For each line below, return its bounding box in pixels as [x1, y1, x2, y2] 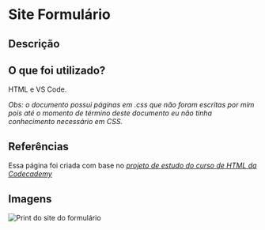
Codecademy [8, 169, 53, 179]
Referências [8, 140, 70, 153]
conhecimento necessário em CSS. [8, 117, 123, 126]
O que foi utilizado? [8, 63, 106, 77]
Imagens [8, 192, 52, 205]
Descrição [8, 37, 60, 51]
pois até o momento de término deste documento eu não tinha [8, 108, 212, 118]
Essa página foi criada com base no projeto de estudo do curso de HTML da [8, 160, 257, 171]
